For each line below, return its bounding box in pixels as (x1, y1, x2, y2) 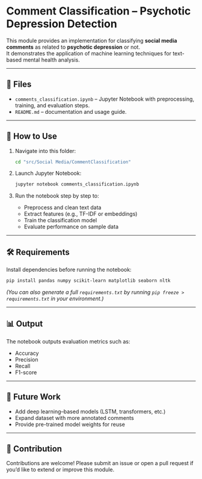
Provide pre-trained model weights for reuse (14, 421, 125, 428)
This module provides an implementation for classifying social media (6, 37, 177, 44)
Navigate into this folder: (14, 147, 76, 154)
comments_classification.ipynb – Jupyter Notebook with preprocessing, (14, 95, 194, 102)
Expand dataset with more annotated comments (14, 414, 134, 421)
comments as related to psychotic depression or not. (6, 43, 140, 51)
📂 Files (6, 80, 32, 90)
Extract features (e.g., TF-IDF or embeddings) (23, 210, 138, 218)
